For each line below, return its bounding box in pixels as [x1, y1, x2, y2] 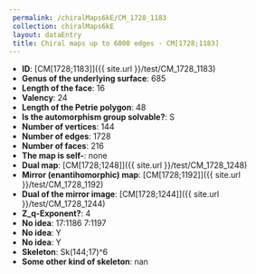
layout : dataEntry [12, 30, 82, 39]
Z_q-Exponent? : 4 [21, 208, 91, 219]
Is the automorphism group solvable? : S [21, 112, 175, 122]
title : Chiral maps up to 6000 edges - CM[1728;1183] [12, 38, 220, 48]
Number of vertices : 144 [21, 122, 115, 132]
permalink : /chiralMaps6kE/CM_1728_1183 [12, 13, 167, 23]
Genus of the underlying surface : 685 [21, 73, 166, 84]
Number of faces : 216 [21, 141, 105, 152]
